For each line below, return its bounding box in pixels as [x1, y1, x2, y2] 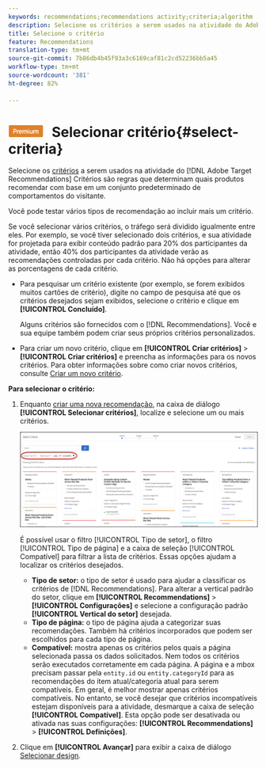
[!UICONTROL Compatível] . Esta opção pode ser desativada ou [31, 710, 241, 720]
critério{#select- [126, 123, 239, 141]
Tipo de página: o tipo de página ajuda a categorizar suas [31, 618, 222, 627]
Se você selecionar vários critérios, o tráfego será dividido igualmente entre [8, 222, 256, 231]
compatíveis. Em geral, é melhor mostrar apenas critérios [31, 685, 218, 694]
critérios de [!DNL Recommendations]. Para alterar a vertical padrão [31, 584, 253, 594]
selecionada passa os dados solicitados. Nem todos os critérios [31, 652, 240, 661]
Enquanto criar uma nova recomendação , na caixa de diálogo [19, 400, 220, 409]
